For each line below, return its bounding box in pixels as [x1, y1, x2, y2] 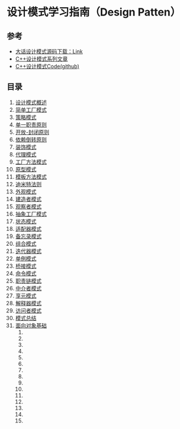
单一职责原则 [15, 121, 47, 128]
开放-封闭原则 [15, 129, 50, 136]
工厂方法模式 [15, 158, 47, 165]
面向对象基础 [15, 322, 47, 329]
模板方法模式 [15, 173, 47, 180]
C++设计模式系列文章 [15, 55, 68, 62]
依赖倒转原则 [15, 136, 47, 143]
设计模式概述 [15, 99, 47, 106]
